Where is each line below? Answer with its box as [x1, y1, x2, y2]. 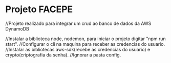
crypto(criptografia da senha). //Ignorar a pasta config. [5, 52, 121, 58]
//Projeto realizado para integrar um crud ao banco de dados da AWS [5, 20, 152, 26]
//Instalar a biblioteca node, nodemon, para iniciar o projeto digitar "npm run [5, 36, 166, 42]
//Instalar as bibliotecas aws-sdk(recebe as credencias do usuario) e [5, 46, 151, 52]
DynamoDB [5, 25, 30, 31]
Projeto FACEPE [5, 4, 73, 15]
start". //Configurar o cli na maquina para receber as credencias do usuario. [5, 41, 165, 47]
